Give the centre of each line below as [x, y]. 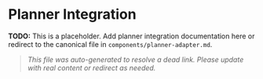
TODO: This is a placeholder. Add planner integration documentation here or [131, 36]
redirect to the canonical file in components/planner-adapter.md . [110, 44]
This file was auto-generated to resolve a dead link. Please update [135, 59]
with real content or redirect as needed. [91, 67]
